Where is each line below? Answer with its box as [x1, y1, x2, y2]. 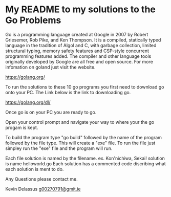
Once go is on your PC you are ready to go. [5, 109, 97, 115]
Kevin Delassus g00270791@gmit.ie [5, 186, 81, 192]
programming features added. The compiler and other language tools [5, 53, 152, 59]
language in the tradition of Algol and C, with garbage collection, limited [5, 42, 157, 48]
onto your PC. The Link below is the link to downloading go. [5, 89, 131, 95]
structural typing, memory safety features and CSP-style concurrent [5, 48, 149, 54]
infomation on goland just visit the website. [5, 64, 96, 70]
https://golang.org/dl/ [5, 99, 51, 105]
